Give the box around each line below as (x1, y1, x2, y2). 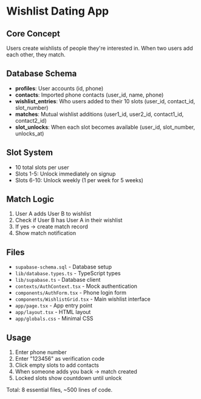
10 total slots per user (15, 163, 69, 171)
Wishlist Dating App (6, 4, 109, 18)
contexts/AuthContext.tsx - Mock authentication (15, 282, 138, 290)
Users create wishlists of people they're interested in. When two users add (6, 44, 193, 52)
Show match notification (15, 230, 77, 237)
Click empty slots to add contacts (15, 361, 99, 369)
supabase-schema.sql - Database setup (15, 263, 112, 271)
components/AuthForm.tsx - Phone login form (15, 289, 126, 296)
